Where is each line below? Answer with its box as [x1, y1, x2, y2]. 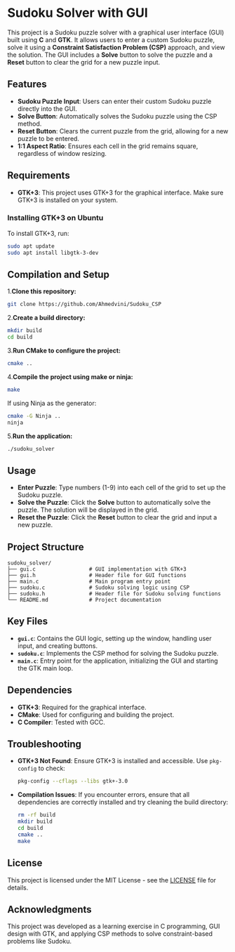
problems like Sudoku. [7, 937, 72, 946]
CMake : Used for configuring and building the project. [17, 710, 175, 719]
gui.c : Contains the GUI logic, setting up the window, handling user [17, 634, 212, 642]
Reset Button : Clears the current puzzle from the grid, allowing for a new [17, 126, 229, 135]
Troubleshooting [7, 739, 82, 751]
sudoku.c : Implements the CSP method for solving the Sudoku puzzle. [17, 649, 219, 657]
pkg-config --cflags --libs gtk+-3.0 [17, 778, 128, 785]
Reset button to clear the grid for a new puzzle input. [7, 58, 161, 66]
